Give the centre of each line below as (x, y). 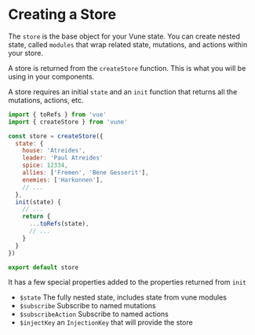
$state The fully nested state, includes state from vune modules (123, 297)
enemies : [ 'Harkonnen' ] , (63, 180)
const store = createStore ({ (56, 136)
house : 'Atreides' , (54, 151)
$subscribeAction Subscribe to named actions (94, 314)
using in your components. (51, 76)
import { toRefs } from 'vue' (58, 114)
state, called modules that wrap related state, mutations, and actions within (128, 44)
